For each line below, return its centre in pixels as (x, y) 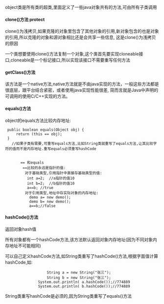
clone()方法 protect (25, 19)
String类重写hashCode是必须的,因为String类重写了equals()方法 (69, 296)
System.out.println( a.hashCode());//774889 (84, 282)
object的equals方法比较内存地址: (38, 120)
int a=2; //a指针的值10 (51, 178)
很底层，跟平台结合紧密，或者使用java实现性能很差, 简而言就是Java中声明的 (82, 90)
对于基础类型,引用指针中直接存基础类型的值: (63, 173)
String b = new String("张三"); (79, 277)
